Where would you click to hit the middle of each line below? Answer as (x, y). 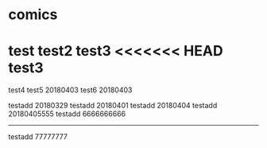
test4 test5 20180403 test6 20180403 (70, 90)
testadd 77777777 (38, 137)
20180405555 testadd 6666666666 (67, 114)
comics (33, 15)
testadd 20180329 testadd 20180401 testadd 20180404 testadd (113, 106)
